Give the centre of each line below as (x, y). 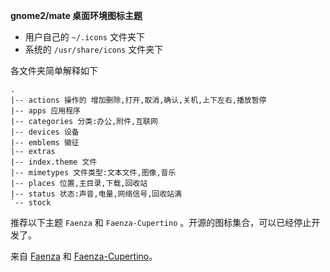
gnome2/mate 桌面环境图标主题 (76, 15)
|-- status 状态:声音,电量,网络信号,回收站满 (96, 194)
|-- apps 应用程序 (45, 111)
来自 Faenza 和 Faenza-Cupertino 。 (84, 256)
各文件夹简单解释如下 (54, 70)
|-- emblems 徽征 (45, 143)
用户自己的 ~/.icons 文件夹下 (84, 37)
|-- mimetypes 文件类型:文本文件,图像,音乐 (93, 173)
